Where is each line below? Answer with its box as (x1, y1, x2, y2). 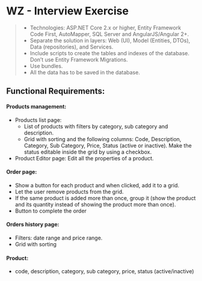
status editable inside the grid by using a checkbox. (23, 148, 152, 156)
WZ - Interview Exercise (6, 4, 129, 18)
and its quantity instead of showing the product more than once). (14, 201, 176, 208)
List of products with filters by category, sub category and (23, 122, 168, 130)
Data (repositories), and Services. (29, 43, 114, 50)
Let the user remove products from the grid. (14, 188, 124, 195)
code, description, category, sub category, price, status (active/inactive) (14, 268, 194, 275)
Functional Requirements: (6, 86, 105, 97)
